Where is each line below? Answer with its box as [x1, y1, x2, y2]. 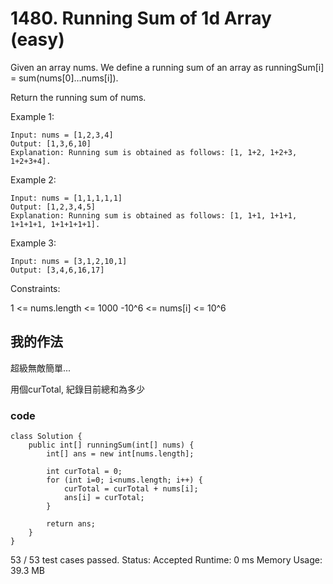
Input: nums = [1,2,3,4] [10, 130, 114, 140]
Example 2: [10, 173, 57, 186]
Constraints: [10, 282, 61, 294]
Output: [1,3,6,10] [10, 138, 92, 149]
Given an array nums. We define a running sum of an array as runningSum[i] [10, 61, 325, 73]
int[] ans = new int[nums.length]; [46, 449, 195, 459]
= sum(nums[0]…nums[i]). [10, 72, 119, 84]
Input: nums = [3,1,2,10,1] [10, 256, 128, 266]
